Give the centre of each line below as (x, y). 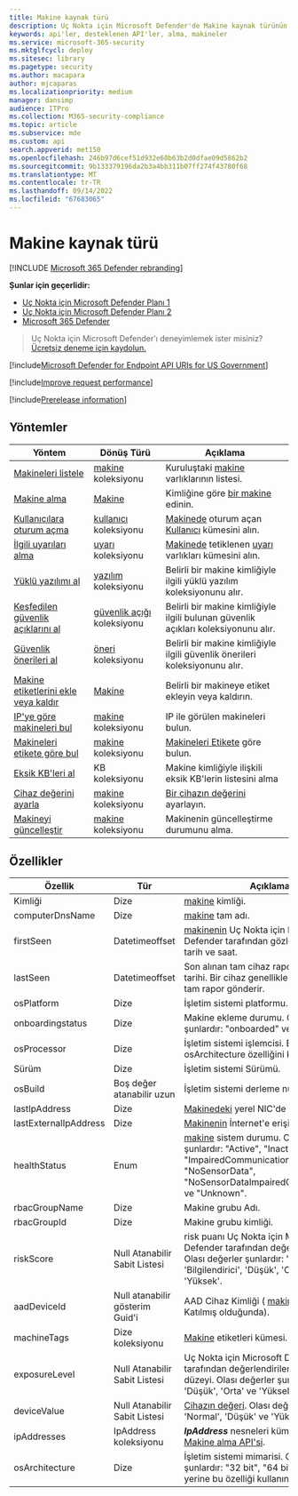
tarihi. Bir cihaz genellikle (236, 978)
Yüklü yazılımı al (47, 580)
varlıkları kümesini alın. (212, 555)
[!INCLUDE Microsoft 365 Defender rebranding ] (96, 268)
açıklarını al (37, 628)
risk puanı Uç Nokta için (234, 1236)
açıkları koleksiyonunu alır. (220, 628)
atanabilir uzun (145, 1094)
